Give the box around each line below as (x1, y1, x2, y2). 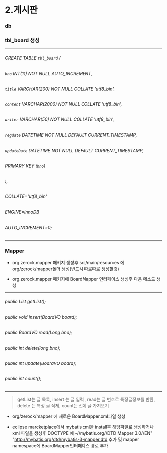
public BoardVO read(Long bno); (5, 329, 72, 336)
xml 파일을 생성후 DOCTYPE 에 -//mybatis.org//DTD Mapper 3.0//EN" (12, 430, 153, 436)
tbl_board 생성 (5, 37, 40, 44)
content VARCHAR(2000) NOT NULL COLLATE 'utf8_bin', (5, 101, 122, 107)
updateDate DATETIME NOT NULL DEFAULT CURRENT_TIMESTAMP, (5, 147, 144, 153)
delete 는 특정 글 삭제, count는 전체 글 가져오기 (17, 402, 109, 408)
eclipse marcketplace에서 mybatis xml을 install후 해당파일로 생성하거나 (12, 424, 154, 430)
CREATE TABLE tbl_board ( (5, 55, 61, 61)
